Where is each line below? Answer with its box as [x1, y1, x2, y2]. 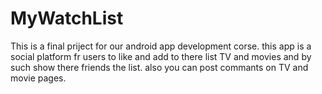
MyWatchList [10, 7, 124, 30]
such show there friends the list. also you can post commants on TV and [10, 61, 309, 73]
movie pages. [10, 72, 67, 84]
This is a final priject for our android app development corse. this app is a [10, 40, 312, 52]
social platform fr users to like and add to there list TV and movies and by [10, 50, 312, 62]
